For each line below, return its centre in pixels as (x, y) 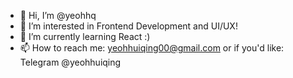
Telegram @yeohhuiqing (70, 62)
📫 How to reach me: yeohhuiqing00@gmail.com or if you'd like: (152, 48)
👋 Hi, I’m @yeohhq (58, 15)
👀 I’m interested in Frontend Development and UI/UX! (128, 26)
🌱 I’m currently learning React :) (85, 36)
